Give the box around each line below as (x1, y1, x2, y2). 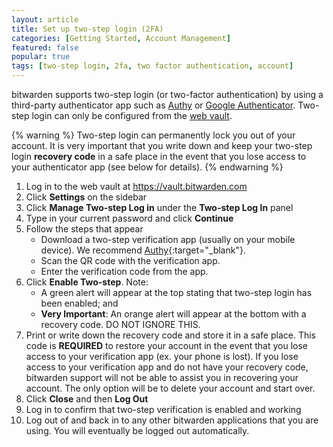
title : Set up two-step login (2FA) (11, 24, 164, 34)
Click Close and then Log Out (25, 393, 149, 405)
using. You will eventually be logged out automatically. (25, 425, 250, 436)
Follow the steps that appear (25, 223, 144, 235)
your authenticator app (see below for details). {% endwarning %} (11, 161, 284, 173)
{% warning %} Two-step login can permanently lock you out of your (11, 129, 296, 141)
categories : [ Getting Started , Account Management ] (11, 33, 231, 43)
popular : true (11, 52, 71, 62)
